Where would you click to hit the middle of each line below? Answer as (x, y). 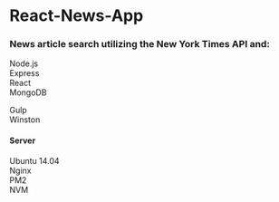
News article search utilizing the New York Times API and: (139, 44)
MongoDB (28, 92)
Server (23, 140)
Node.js (24, 63)
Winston (25, 120)
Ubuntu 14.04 (35, 160)
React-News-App (77, 16)
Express (24, 73)
